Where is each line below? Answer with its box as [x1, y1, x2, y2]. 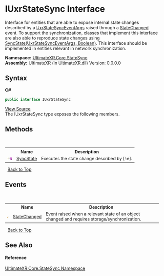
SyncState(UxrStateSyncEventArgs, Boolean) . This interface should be [5, 40, 147, 46]
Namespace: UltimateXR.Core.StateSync [5, 55, 88, 60]
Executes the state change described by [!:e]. [41, 156, 133, 162]
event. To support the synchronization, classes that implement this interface [5, 30, 158, 36]
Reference [5, 255, 27, 260]
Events [5, 181, 27, 189]
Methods [5, 125, 33, 133]
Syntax [5, 74, 27, 82]
